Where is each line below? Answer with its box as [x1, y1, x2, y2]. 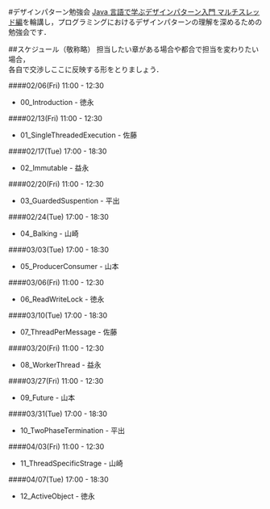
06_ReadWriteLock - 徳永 [19, 294, 105, 304]
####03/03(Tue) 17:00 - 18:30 [8, 245, 110, 254]
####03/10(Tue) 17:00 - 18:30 [8, 310, 108, 320]
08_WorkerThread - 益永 [19, 360, 102, 369]
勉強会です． [8, 27, 51, 36]
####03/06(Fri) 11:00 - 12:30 [8, 278, 105, 287]
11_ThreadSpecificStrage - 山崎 [19, 459, 123, 468]
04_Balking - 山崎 [19, 229, 79, 238]
